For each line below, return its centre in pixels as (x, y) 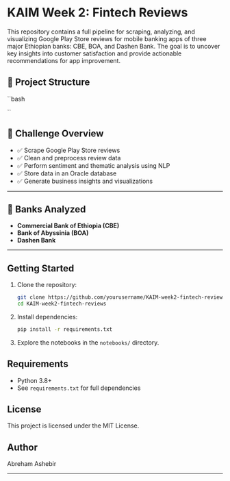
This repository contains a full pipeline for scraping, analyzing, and (101, 32)
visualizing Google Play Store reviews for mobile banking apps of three (107, 38)
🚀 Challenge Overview (55, 134)
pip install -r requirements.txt (65, 329)
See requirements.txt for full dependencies (79, 388)
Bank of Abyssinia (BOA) (53, 233)
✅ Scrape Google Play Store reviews (68, 150)
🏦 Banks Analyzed (47, 209)
